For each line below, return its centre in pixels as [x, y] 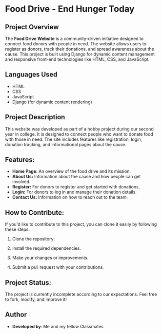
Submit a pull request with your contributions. [58, 267]
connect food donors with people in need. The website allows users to [76, 44]
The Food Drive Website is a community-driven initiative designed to [74, 38]
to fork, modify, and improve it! [36, 299]
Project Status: [28, 283]
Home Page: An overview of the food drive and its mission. [71, 171]
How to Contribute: [35, 213]
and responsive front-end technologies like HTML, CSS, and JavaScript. [77, 59]
